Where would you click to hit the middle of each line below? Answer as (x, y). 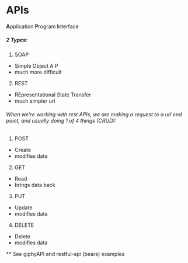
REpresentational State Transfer (53, 95)
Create (22, 150)
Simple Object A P (36, 65)
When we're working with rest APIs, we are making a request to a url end (94, 114)
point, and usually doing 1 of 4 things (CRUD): (61, 120)
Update (23, 207)
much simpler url (35, 101)
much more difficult (38, 72)
